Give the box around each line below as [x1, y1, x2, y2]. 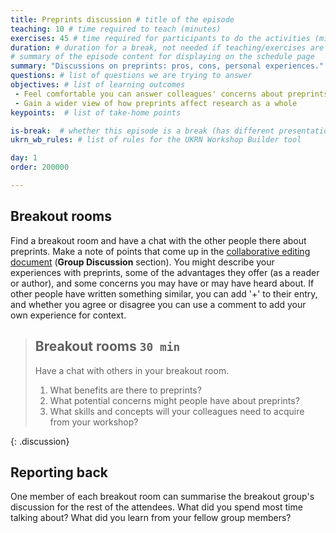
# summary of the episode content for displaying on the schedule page [10, 52, 315, 62]
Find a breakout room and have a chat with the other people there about [10, 234, 307, 246]
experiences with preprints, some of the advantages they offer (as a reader [10, 266, 320, 278]
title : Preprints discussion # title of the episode [10, 14, 235, 25]
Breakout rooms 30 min [34, 338, 181, 355]
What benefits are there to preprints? [49, 384, 202, 396]
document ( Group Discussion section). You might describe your [10, 256, 275, 268]
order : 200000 [10, 162, 70, 173]
